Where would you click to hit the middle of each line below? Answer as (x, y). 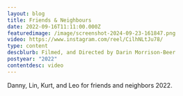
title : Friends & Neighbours (49, 20)
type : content (28, 46)
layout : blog (26, 14)
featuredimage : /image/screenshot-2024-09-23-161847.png (91, 33)
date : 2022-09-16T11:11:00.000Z (54, 26)
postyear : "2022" (32, 59)
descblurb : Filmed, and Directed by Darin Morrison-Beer (91, 53)
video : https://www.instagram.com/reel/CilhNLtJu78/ (85, 40)
